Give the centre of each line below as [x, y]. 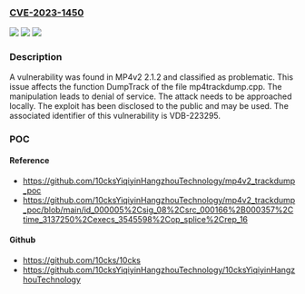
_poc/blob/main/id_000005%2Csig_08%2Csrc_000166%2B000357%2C [158, 210]
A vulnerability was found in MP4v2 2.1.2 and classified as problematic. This [151, 77]
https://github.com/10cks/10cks [81, 260]
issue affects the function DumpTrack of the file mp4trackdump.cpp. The [146, 86]
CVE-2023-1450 [47, 13]
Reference [30, 161]
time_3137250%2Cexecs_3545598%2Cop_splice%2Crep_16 [135, 219]
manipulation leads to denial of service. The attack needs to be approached [151, 96]
